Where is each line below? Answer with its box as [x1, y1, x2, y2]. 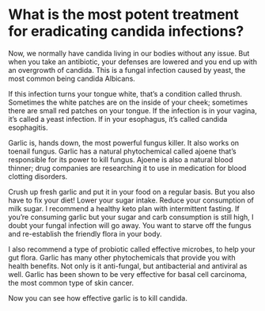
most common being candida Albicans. [8, 74, 136, 83]
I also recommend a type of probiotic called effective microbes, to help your [8, 244, 256, 254]
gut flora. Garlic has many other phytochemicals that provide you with [8, 252, 236, 262]
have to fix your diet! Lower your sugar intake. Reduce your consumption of [8, 195, 255, 205]
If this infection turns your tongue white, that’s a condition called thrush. [8, 89, 243, 98]
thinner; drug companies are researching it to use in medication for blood [8, 163, 247, 173]
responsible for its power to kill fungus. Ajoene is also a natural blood [8, 154, 233, 164]
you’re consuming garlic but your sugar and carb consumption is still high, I [8, 212, 255, 222]
